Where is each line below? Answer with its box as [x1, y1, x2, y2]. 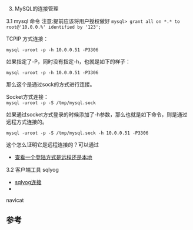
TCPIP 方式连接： [6, 35, 49, 42]
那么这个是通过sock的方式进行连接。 [6, 81, 95, 88]
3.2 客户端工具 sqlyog [6, 166, 59, 173]
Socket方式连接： [6, 94, 49, 100]
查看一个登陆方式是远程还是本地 [14, 154, 92, 161]
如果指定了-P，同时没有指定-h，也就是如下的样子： [6, 58, 131, 65]
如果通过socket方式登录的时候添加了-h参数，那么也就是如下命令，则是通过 [6, 111, 188, 118]
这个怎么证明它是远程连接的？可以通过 [6, 141, 99, 148]
